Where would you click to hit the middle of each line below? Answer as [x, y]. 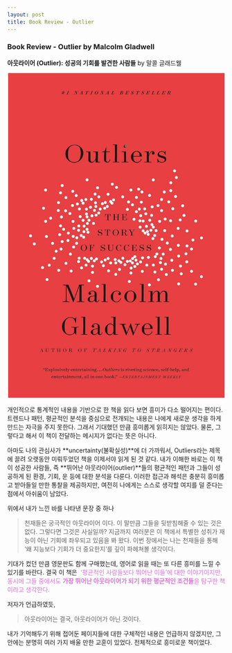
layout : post [26, 15]
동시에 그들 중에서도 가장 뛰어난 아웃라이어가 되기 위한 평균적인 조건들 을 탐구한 [113, 580]
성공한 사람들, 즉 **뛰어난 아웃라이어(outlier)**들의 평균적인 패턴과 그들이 [114, 468]
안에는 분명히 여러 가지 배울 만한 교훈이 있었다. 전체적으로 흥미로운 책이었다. [110, 642]
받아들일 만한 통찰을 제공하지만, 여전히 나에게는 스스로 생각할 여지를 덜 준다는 [119, 485]
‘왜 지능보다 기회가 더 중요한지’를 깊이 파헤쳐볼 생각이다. [99, 549]
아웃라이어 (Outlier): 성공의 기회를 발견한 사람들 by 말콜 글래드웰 [95, 63]
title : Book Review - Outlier [51, 22]
